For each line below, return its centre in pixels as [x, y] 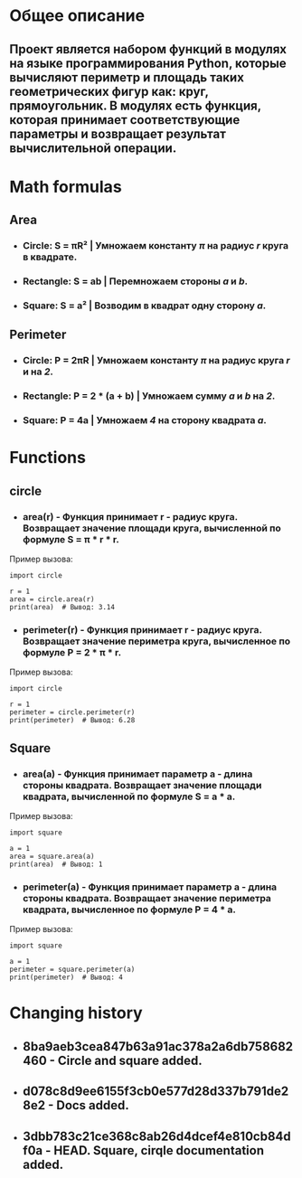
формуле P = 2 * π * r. [72, 652]
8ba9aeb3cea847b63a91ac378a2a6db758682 [158, 1046]
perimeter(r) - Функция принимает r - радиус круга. [142, 629]
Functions [47, 458]
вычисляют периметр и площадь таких [127, 77]
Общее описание [77, 16]
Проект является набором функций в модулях [148, 49]
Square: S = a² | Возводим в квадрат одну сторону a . [144, 306]
